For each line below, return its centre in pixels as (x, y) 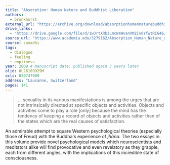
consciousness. (22, 158)
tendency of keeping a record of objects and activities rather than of (89, 116)
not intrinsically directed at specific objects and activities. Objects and (91, 105)
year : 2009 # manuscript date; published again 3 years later (72, 66)
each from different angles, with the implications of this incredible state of (82, 152)
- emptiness (23, 62)
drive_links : (19, 29)
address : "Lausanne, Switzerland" (42, 80)
